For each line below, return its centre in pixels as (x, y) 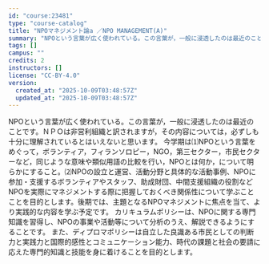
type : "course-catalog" (48, 23)
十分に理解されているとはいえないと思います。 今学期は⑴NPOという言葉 (129, 142)
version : (23, 83)
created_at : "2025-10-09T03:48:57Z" (76, 90)
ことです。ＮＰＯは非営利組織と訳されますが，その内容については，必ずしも (134, 132)
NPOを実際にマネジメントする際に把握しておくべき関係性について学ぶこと (131, 192)
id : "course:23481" (41, 16)
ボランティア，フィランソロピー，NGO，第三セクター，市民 (141, 152)
